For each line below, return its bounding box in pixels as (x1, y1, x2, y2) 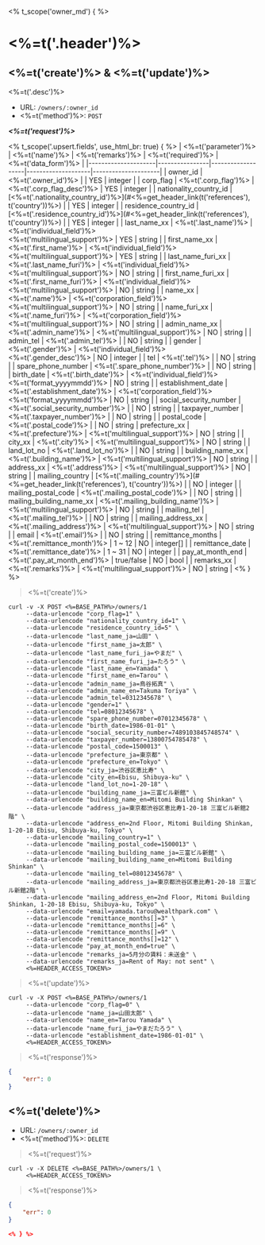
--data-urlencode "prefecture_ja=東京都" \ (25, 751, 169, 759)
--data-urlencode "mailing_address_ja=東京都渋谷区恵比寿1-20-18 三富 (25, 878, 252, 886)
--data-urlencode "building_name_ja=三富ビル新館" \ (25, 789, 197, 797)
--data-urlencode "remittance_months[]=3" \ (25, 914, 176, 922)
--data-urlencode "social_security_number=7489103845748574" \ (25, 729, 240, 737)
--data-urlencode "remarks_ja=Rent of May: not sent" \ (25, 957, 215, 965)
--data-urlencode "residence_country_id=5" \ (25, 624, 179, 632)
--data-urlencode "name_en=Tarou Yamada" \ (25, 1016, 172, 1024)
